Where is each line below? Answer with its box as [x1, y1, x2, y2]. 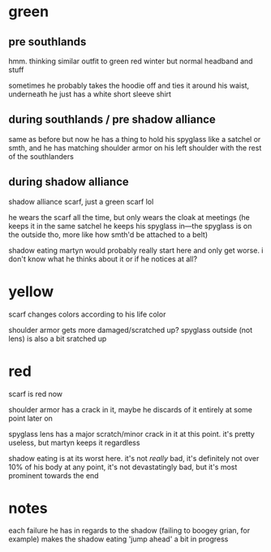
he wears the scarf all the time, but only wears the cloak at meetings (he [8, 212, 250, 222]
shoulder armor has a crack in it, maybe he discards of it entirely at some [8, 404, 253, 414]
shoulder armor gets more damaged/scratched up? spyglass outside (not [8, 325, 253, 334]
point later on [8, 413, 53, 423]
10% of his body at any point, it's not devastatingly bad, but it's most [8, 462, 238, 472]
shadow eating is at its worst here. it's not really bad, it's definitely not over [8, 453, 260, 463]
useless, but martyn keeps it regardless [8, 438, 140, 447]
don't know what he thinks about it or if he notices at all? [8, 254, 197, 264]
